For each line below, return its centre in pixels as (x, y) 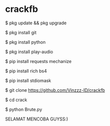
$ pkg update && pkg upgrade (36, 23)
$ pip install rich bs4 (26, 71)
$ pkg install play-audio (29, 52)
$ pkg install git (21, 32)
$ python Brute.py (24, 109)
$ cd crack (16, 100)
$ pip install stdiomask (28, 80)
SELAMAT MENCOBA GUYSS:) (37, 119)
